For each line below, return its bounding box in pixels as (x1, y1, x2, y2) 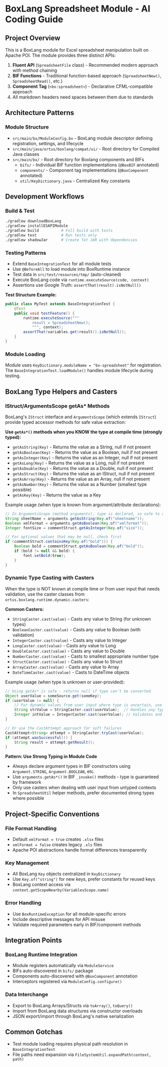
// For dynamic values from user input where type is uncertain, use (14, 702, 162, 708)
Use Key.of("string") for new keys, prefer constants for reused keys (12, 876, 155, 882)
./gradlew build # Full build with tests (5, 228, 113, 233)
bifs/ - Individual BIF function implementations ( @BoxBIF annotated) (19, 162, 159, 168)
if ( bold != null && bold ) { (14, 548, 75, 554)
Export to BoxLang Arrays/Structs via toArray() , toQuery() (12, 1002, 133, 1008)
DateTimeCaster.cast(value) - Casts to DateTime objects (12, 669, 129, 675)
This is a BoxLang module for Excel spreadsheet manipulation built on (5, 47, 149, 53)
